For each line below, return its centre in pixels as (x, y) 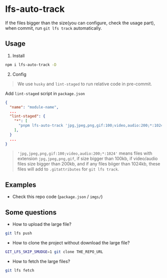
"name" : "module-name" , (34, 107)
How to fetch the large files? (41, 261)
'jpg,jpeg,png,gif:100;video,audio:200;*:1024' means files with (85, 153)
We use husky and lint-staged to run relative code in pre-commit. (85, 84)
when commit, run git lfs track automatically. (53, 28)
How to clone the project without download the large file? (71, 243)
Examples (21, 185)
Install (18, 56)
